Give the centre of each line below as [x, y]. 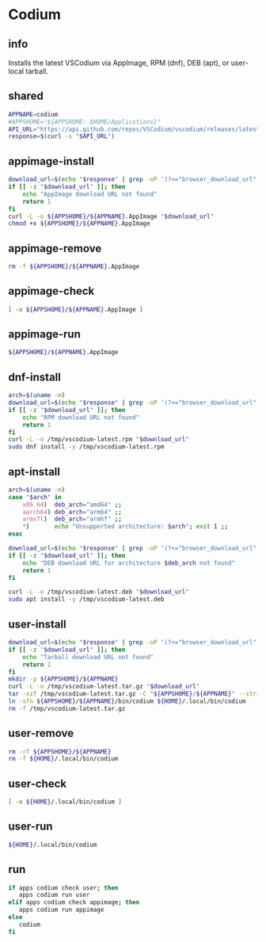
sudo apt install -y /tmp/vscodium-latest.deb [86, 600]
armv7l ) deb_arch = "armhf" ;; [72, 519]
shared [26, 96]
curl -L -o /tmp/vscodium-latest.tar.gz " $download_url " [104, 687]
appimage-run [45, 334]
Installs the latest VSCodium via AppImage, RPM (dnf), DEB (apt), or [119, 63]
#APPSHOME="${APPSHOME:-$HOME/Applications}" [84, 122]
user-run [30, 827]
